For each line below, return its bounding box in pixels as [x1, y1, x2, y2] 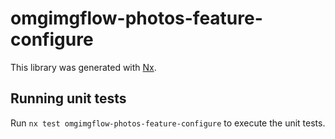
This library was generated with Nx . [10, 61, 157, 73]
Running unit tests [10, 90, 127, 107]
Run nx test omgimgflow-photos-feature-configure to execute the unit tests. [10, 117, 326, 129]
